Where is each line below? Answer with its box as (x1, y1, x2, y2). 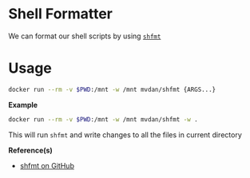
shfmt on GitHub (19, 160, 74, 170)
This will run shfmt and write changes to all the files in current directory (8, 129, 242, 140)
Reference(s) (8, 145, 54, 155)
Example (8, 100, 38, 109)
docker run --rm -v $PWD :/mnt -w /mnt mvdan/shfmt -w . (8, 115, 198, 124)
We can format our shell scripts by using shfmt (8, 31, 161, 41)
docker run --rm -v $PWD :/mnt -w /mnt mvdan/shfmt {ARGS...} (8, 85, 216, 93)
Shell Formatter (8, 5, 113, 23)
